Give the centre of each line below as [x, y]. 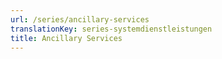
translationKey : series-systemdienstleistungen [111, 29]
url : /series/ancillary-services [80, 19]
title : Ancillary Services [66, 38]
